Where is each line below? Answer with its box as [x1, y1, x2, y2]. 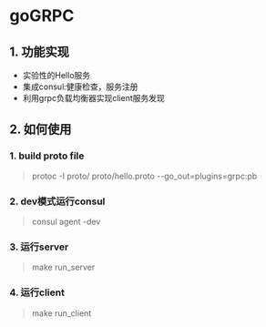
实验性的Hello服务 [22, 70, 91, 80]
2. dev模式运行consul [9, 195, 106, 208]
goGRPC [9, 5, 75, 26]
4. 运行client [9, 286, 66, 299]
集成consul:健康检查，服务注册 [22, 81, 138, 92]
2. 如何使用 [9, 122, 72, 138]
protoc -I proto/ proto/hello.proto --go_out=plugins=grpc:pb [31, 170, 258, 181]
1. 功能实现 [9, 44, 70, 59]
